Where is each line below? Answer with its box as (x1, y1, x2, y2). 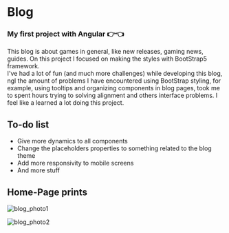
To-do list (7, 119, 50, 130)
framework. (7, 62, 40, 70)
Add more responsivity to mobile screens (17, 159, 134, 168)
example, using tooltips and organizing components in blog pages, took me (7, 84, 220, 92)
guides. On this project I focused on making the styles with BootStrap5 (7, 54, 208, 63)
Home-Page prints (7, 186, 88, 198)
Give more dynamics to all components (17, 137, 129, 145)
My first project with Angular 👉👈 (7, 29, 124, 39)
